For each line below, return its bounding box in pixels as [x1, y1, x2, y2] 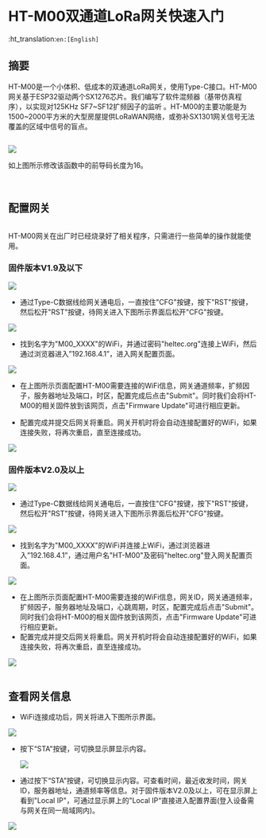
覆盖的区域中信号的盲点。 [8, 121, 92, 131]
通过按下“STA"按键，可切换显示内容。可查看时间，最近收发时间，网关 [19, 775, 248, 785]
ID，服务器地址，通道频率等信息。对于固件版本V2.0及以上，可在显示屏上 [19, 785, 258, 795]
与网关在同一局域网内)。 [19, 805, 99, 815]
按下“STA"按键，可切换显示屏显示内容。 [19, 743, 151, 753]
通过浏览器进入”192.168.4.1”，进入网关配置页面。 [19, 349, 179, 358]
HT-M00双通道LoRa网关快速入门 [8, 7, 225, 25]
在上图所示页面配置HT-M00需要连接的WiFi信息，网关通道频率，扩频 [19, 380, 243, 390]
